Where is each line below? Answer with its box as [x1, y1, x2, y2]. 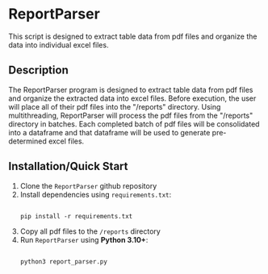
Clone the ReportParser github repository [19, 181, 157, 190]
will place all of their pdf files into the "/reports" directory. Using [8, 102, 221, 111]
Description [8, 64, 69, 77]
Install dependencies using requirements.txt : [19, 189, 172, 199]
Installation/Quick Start [8, 160, 128, 173]
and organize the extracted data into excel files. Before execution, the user [8, 93, 257, 103]
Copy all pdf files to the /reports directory [19, 226, 161, 236]
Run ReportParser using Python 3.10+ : [19, 235, 149, 244]
